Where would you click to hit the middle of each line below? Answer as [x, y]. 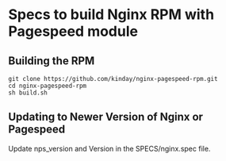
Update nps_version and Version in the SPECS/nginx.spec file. [109, 148]
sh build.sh [28, 93]
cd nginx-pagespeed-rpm [48, 86]
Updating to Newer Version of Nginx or [106, 117]
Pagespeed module [73, 31]
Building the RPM [52, 61]
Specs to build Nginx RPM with [111, 15]
